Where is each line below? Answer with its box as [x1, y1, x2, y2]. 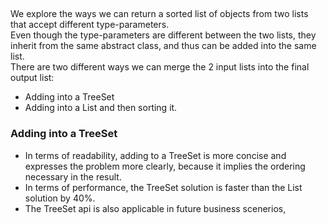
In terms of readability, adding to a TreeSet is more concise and [24, 149, 287, 161]
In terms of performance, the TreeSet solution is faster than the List [24, 181, 303, 193]
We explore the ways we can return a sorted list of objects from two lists [10, 8, 309, 20]
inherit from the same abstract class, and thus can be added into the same [10, 40, 317, 52]
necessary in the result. [24, 170, 122, 183]
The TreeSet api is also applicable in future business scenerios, [24, 202, 287, 214]
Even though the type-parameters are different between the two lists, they [10, 29, 317, 41]
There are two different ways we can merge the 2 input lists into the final [10, 61, 310, 73]
